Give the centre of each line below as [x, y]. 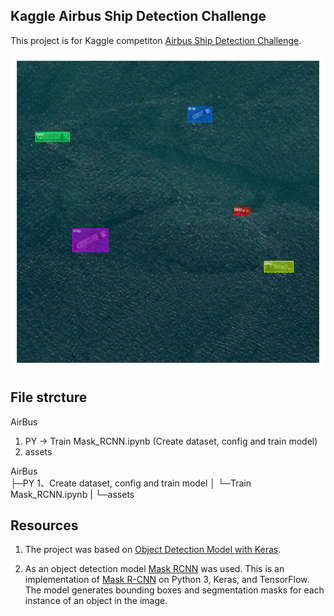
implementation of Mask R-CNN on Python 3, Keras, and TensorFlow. [167, 580]
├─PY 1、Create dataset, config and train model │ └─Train [131, 483]
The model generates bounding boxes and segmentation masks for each [174, 590]
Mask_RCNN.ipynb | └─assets [72, 494]
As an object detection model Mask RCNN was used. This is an [154, 569]
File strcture [49, 397]
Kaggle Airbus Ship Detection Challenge [138, 16]
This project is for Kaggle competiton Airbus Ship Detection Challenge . [156, 40]
